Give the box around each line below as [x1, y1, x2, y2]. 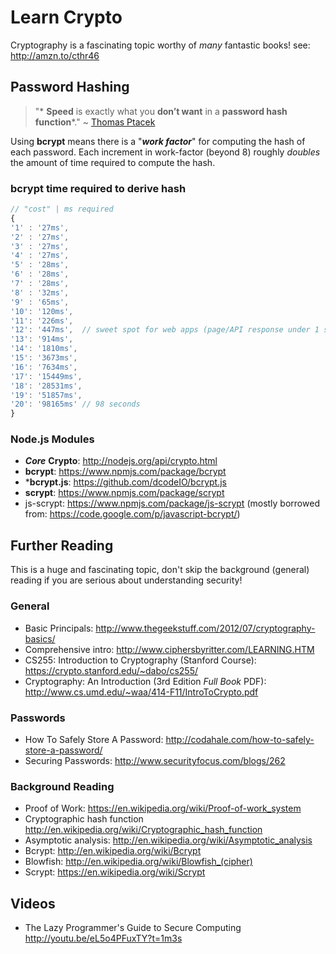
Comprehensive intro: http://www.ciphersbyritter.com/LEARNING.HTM [24, 643, 315, 655]
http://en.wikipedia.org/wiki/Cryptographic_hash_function [24, 824, 263, 836]
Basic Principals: [24, 622, 94, 634]
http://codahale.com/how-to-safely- [165, 733, 315, 745]
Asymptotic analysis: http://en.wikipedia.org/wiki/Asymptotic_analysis [24, 834, 313, 846]
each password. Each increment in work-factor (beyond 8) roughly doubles [10, 146, 321, 158]
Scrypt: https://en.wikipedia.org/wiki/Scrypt [24, 866, 206, 878]
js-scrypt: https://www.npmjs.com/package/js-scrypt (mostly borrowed [24, 497, 320, 510]
